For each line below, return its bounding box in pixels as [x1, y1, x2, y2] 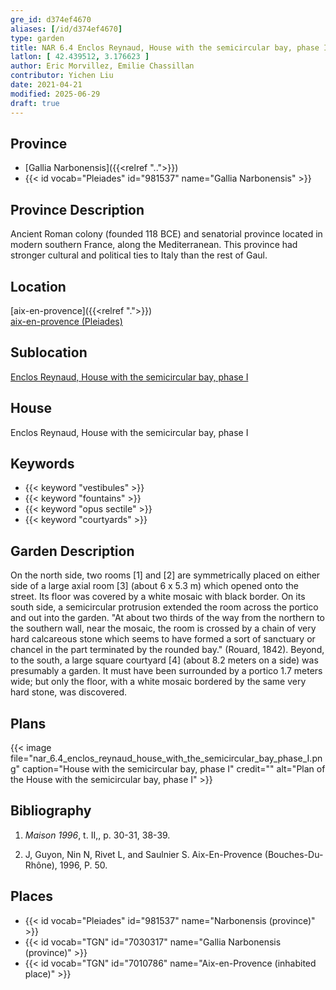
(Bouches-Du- [264, 848, 324, 860]
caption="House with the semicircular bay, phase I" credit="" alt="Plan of [22, 763, 326, 775]
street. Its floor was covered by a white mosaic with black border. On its [10, 591, 306, 603]
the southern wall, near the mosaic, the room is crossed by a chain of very [10, 622, 317, 635]
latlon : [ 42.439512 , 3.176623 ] [10, 52, 150, 62]
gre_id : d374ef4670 [10, 14, 92, 25]
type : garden [10, 33, 65, 43]
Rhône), [24, 859, 58, 871]
